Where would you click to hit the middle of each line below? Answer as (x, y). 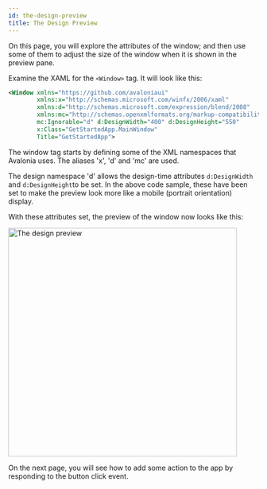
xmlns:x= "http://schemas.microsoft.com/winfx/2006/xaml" (133, 100)
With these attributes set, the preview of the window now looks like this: (126, 216)
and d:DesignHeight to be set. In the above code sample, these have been (128, 184)
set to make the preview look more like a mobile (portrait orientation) (120, 192)
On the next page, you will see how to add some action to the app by (121, 468)
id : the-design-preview (48, 16)
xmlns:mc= (53, 115)
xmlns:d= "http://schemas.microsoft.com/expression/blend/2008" (143, 107)
